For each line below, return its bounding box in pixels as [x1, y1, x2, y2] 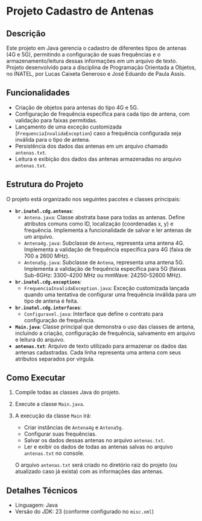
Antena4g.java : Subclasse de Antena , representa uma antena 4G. [24, 239, 185, 247]
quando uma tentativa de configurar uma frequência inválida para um [24, 291, 197, 298]
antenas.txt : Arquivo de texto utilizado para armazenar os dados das [14, 342, 187, 350]
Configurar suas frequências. [24, 430, 97, 437]
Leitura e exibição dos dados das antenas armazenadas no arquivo [14, 155, 182, 162]
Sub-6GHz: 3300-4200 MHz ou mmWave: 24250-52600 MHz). [24, 271, 182, 279]
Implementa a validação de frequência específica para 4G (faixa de [24, 245, 192, 253]
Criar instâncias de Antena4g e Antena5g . [24, 424, 124, 431]
